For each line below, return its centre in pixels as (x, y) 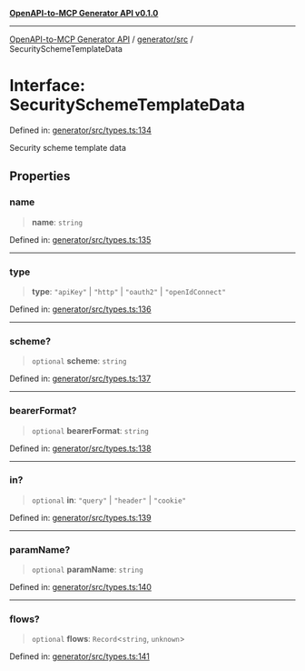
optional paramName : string (87, 570)
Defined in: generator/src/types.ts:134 (81, 130)
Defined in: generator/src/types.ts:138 (80, 448)
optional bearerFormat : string (90, 430)
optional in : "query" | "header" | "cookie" (109, 500)
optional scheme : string (79, 361)
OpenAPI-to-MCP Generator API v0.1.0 (84, 13)
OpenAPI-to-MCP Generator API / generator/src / (101, 39)
